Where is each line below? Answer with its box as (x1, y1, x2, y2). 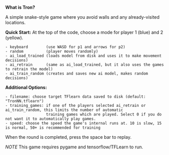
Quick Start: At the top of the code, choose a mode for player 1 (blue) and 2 (5, 29, 163, 35)
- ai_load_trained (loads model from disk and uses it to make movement (5, 53, 162, 58)
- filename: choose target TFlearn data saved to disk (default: (5, 94, 146, 99)
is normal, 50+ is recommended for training (5, 125, 101, 130)
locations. (5, 20, 26, 25)
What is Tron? (5, 5, 35, 10)
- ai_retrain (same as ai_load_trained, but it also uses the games (5, 62, 164, 67)
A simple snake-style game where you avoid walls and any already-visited (5, 14, 160, 20)
